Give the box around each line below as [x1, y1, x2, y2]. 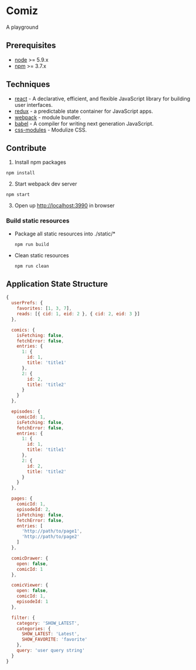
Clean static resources [14, 251, 69, 259]
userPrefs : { [11, 300, 43, 306]
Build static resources [6, 217, 70, 225]
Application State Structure [6, 279, 108, 289]
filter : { [11, 615, 35, 621]
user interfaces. [14, 101, 53, 108]
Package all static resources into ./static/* [14, 230, 116, 237]
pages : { [11, 496, 33, 501]
